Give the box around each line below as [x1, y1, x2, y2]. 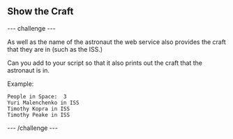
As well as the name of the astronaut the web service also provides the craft [7, 38, 227, 46]
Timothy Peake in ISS [7, 111, 70, 118]
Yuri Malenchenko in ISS [7, 99, 80, 106]
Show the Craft [7, 6, 74, 17]
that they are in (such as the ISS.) [7, 45, 103, 53]
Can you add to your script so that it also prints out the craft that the [7, 59, 202, 67]
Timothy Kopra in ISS [7, 105, 70, 112]
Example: [7, 80, 34, 88]
